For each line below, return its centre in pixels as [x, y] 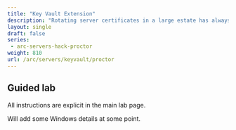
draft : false [26, 33]
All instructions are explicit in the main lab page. [77, 105]
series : [19, 40]
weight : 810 [25, 53]
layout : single [29, 27]
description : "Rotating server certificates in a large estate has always [119, 20]
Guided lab [32, 88]
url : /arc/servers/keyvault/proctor [61, 60]
